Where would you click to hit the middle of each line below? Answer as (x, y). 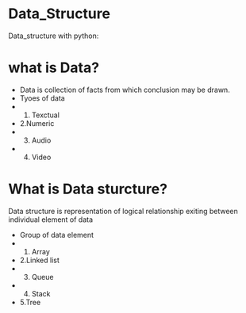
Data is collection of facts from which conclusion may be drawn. (125, 90)
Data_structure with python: (54, 36)
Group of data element (56, 235)
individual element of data (51, 219)
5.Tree (30, 302)
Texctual (45, 115)
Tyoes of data (42, 98)
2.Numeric (37, 123)
